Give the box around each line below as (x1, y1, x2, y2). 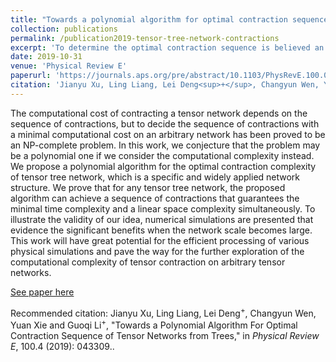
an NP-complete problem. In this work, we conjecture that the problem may (10, 139, 321, 151)
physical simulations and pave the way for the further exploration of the (10, 245, 305, 257)
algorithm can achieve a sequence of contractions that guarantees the (10, 192, 300, 204)
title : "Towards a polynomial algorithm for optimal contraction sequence (10, 14, 329, 25)
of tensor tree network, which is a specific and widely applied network (10, 171, 301, 183)
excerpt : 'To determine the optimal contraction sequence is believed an (10, 42, 325, 53)
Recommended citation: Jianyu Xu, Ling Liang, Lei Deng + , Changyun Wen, (10, 305, 317, 319)
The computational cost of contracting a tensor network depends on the (10, 107, 308, 119)
